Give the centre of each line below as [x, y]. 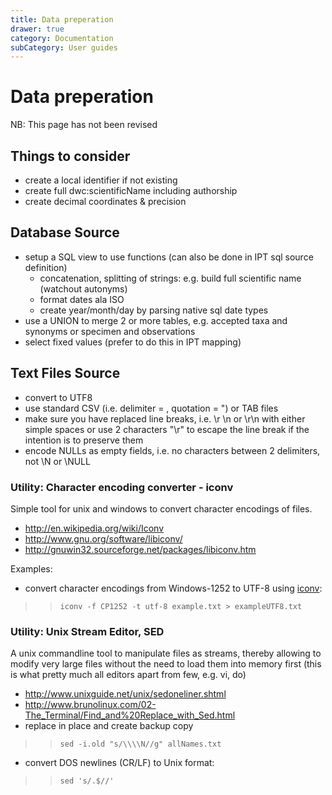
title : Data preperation [62, 19]
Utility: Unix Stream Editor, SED [87, 631]
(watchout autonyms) [83, 288]
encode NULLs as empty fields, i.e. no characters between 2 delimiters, [172, 450]
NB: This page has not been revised [84, 125]
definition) [46, 267]
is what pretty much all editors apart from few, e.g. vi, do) [128, 675]
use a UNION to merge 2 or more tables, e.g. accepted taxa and [156, 320]
